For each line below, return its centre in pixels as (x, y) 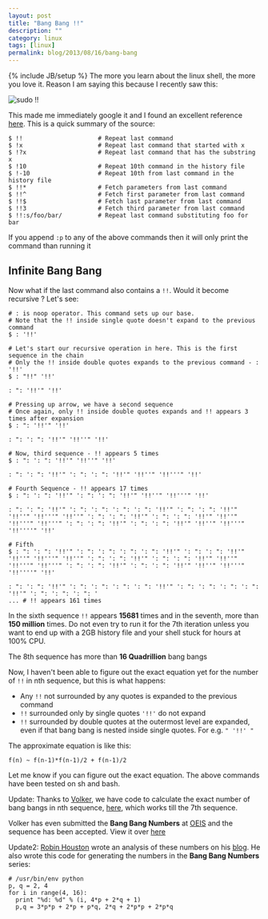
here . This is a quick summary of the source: (82, 124)
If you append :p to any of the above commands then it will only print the (128, 237)
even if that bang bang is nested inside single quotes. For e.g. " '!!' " (137, 730)
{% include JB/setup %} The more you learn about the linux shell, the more (132, 76)
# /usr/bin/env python (46, 879)
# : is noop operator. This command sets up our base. (102, 313)
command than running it (50, 246)
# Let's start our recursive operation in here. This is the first (123, 348)
